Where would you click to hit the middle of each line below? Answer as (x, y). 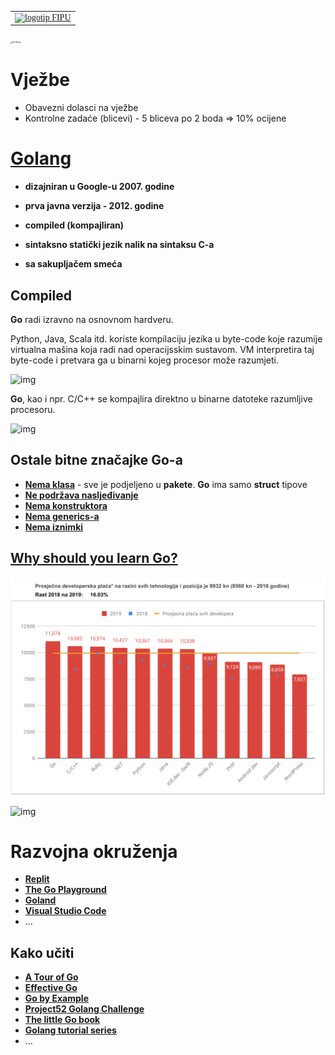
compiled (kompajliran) (74, 225)
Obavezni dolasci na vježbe (81, 108)
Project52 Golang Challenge (84, 1009)
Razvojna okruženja (94, 851)
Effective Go (51, 988)
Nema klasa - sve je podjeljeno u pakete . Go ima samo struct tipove (166, 484)
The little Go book (62, 1020)
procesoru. (33, 409)
